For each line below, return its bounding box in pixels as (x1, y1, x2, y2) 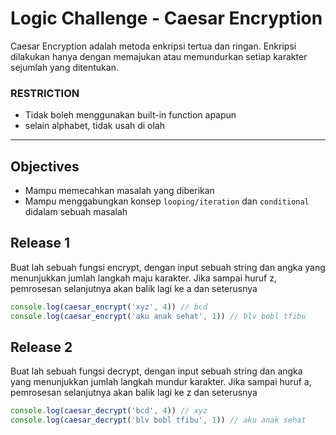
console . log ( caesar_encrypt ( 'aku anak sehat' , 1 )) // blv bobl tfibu (10, 311, 307, 321)
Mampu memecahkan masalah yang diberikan (24, 185, 215, 197)
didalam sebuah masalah (24, 206, 128, 218)
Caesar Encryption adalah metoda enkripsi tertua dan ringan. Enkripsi (10, 40, 297, 52)
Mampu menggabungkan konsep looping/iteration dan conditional (24, 195, 310, 207)
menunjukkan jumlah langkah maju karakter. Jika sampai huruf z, (10, 272, 277, 284)
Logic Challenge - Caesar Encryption (10, 7, 323, 30)
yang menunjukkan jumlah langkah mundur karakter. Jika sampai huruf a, (10, 376, 312, 388)
